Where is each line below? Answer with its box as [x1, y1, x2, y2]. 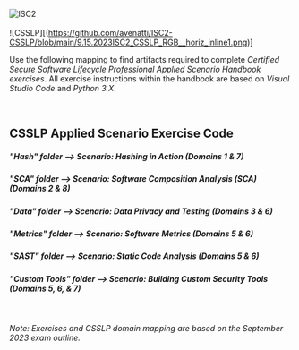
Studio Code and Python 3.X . [9, 83, 116, 93]
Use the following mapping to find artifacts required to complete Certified [9, 55, 280, 64]
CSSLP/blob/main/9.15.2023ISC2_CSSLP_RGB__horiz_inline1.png [9, 37, 248, 47]
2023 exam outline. [9, 332, 81, 344]
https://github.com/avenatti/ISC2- [47, 28, 173, 38]
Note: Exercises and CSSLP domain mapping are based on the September [9, 323, 284, 334]
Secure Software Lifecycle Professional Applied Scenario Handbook [9, 64, 261, 74]
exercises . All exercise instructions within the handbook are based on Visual [9, 73, 290, 84]
